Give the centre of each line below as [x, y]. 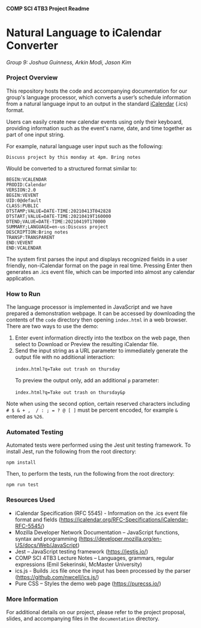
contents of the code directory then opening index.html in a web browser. [97, 320]
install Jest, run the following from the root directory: [71, 452]
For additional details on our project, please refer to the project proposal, [96, 612]
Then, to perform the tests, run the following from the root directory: [91, 474]
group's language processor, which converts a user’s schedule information [98, 97]
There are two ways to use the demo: [52, 326]
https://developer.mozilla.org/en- [121, 538]
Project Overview [32, 78]
